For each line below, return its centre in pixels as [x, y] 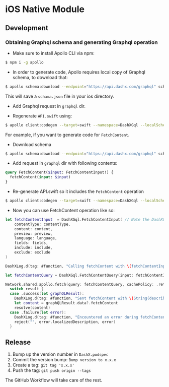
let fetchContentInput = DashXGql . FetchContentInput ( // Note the [77, 219]
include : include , [33, 248]
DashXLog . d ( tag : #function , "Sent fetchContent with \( [74, 298]
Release [18, 342]
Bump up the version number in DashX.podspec [60, 354]
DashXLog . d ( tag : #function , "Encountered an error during [76, 317]
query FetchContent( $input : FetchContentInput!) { [59, 172]
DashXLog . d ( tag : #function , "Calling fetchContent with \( [68, 266]
